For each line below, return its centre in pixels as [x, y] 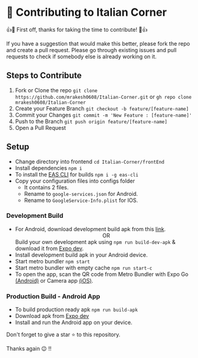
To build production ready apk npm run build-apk [76, 309]
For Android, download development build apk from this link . [90, 229]
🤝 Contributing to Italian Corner [87, 12]
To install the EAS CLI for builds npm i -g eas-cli [77, 174]
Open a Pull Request [41, 127]
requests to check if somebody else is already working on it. [81, 56]
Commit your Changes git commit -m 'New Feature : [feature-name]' [104, 115]
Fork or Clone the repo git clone [56, 90]
